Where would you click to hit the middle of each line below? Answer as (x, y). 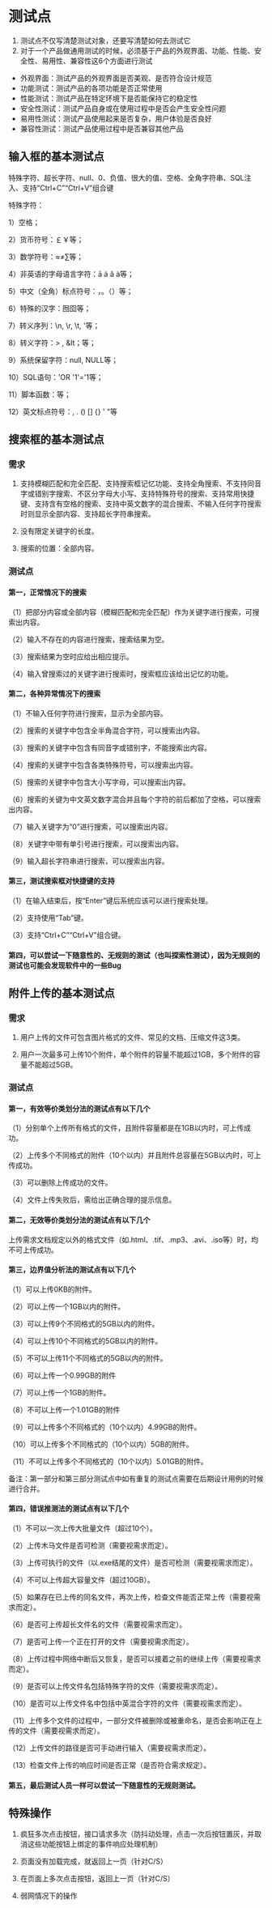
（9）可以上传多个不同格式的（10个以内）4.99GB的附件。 (105, 1427)
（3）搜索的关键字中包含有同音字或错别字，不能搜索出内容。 (110, 747)
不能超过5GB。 (52, 1065)
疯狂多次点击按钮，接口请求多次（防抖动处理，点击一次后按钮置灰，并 (137, 1834)
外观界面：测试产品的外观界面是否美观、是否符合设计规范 (116, 78)
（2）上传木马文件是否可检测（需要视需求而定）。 (90, 1545)
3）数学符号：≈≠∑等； (46, 257)
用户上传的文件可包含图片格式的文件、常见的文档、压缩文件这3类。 (132, 1037)
